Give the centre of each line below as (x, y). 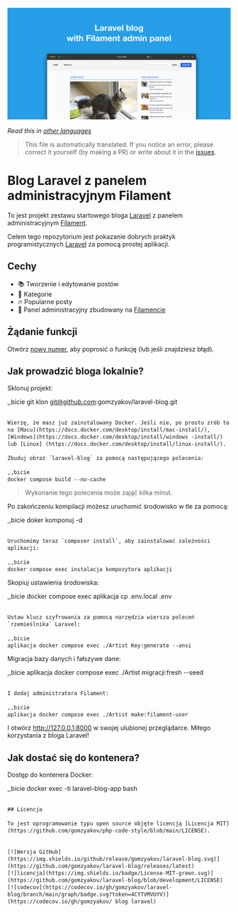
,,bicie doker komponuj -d (45, 520)
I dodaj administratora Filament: (58, 694)
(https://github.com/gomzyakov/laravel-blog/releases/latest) (101, 866)
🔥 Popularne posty (45, 301)
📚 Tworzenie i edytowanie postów (68, 283)
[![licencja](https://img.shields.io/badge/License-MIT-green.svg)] (110, 873)
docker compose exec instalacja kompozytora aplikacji (90, 570)
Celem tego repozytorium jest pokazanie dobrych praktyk (91, 236)
